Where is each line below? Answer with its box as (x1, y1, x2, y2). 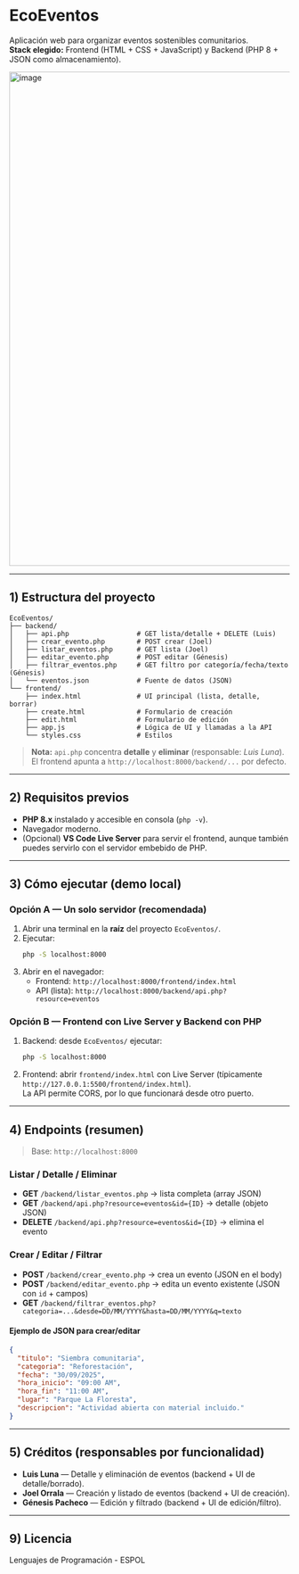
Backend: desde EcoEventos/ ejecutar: (21, 1036, 163, 1047)
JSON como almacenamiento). (9, 54, 122, 64)
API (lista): (35, 985, 74, 996)
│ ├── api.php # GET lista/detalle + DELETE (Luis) (9, 629, 277, 638)
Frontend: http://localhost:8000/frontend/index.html (35, 976, 238, 987)
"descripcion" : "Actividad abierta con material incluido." (17, 1404, 245, 1412)
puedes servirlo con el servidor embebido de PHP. (21, 842, 207, 853)
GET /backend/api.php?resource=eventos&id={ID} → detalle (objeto (21, 1197, 269, 1209)
